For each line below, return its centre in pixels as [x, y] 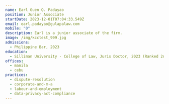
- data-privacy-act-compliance [43, 93]
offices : [14, 61]
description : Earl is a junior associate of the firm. [64, 33]
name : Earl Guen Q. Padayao [35, 10]
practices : [17, 75]
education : [17, 51]
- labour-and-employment [36, 89]
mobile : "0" [18, 28]
